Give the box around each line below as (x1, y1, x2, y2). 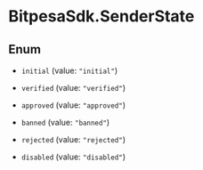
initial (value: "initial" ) (20, 65, 118, 76)
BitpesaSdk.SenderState (8, 6, 195, 27)
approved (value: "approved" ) (20, 100, 126, 110)
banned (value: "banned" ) (20, 117, 110, 127)
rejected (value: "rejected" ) (20, 134, 126, 144)
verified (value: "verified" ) (20, 83, 126, 93)
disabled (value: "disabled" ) (20, 151, 126, 162)
